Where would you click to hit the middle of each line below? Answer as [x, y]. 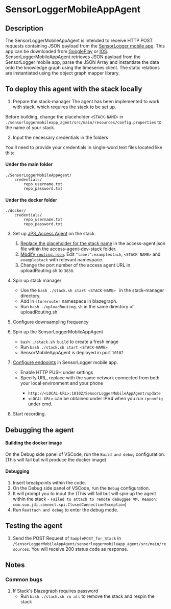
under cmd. [40, 404]
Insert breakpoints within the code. [49, 483]
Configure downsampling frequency [51, 322]
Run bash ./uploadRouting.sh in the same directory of [77, 307]
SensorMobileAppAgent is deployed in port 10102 [72, 353]
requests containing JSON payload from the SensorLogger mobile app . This [85, 46]
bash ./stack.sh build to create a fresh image [69, 342]
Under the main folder [29, 164]
